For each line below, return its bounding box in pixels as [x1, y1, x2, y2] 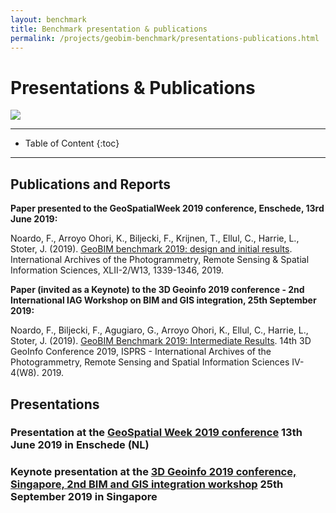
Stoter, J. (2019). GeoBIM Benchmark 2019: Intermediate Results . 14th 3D [10, 335, 312, 347]
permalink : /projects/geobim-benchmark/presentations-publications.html [10, 33, 320, 43]
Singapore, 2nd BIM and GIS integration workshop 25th [10, 477, 284, 491]
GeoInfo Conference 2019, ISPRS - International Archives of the [10, 346, 272, 358]
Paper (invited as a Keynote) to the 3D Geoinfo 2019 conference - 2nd [10, 284, 305, 296]
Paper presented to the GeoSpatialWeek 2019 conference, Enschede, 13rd [10, 202, 325, 215]
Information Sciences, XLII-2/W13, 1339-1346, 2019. [10, 264, 225, 276]
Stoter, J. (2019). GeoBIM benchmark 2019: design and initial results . [10, 243, 293, 255]
